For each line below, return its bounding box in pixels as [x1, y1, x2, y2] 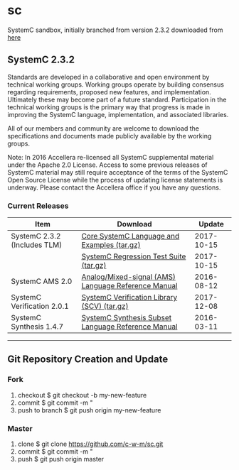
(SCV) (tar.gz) [81, 301, 129, 311]
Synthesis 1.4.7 [11, 322, 64, 332]
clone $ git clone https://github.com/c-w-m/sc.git [17, 439, 164, 449]
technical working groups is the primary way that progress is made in [7, 102, 211, 111]
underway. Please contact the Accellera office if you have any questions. [7, 183, 221, 192]
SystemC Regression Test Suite [81, 251, 186, 261]
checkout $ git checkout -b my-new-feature [17, 390, 147, 399]
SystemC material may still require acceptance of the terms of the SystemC [7, 168, 228, 176]
